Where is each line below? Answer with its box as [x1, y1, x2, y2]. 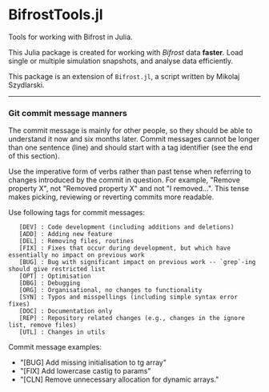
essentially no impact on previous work [8, 251, 146, 259]
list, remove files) [8, 322, 78, 330]
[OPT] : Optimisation [18, 272, 91, 281]
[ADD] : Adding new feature [18, 230, 113, 238]
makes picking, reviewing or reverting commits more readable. [8, 192, 215, 202]
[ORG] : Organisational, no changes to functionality [18, 286, 203, 294]
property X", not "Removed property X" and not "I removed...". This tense [8, 184, 250, 194]
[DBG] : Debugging [18, 279, 81, 287]
